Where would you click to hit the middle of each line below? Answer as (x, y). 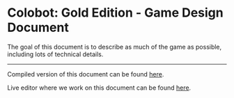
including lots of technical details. (55, 54)
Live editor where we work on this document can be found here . (99, 88)
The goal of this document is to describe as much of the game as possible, (115, 47)
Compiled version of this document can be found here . (86, 74)
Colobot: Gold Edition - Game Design (116, 13)
